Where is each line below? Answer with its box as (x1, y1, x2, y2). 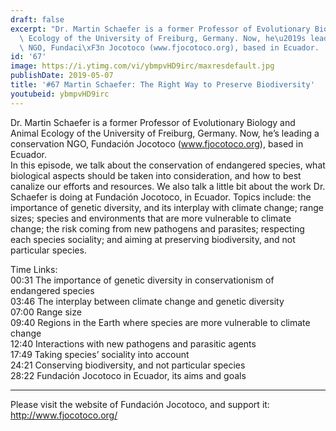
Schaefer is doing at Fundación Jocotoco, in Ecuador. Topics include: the (10, 191, 312, 203)
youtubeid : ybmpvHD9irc (10, 89, 110, 99)
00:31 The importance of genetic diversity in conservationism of (10, 274, 275, 286)
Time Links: (10, 263, 58, 275)
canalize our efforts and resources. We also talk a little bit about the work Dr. (10, 180, 326, 192)
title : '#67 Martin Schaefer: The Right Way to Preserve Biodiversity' (10, 80, 315, 90)
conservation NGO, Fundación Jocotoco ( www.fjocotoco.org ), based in (10, 137, 304, 150)
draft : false (10, 14, 65, 25)
